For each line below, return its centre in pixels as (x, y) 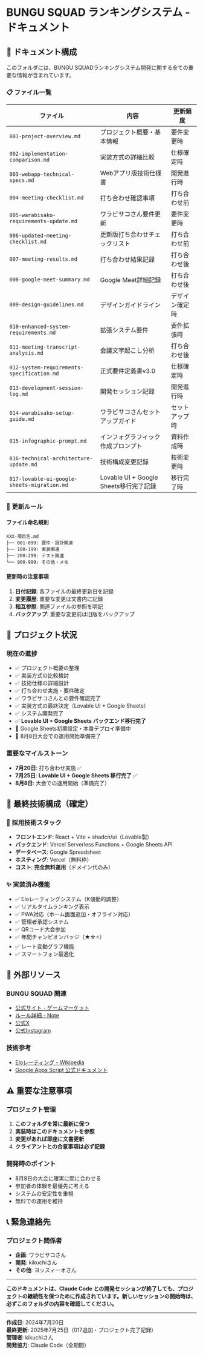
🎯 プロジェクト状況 (42, 635)
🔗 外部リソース (34, 975)
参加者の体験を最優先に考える (52, 1185)
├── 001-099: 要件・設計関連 (40, 543)
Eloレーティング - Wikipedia (50, 1062)
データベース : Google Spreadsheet (58, 852)
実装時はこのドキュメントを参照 (55, 1131)
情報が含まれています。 (46, 75)
